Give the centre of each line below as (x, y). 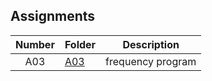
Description (151, 44)
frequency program (151, 61)
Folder (80, 44)
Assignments (53, 16)
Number (35, 44)
